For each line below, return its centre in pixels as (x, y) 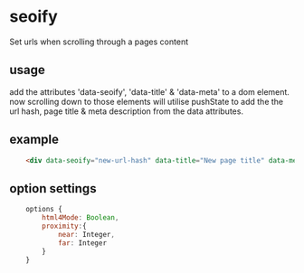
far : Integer (82, 243)
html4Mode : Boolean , (81, 218)
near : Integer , (86, 234)
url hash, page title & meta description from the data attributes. (127, 111)
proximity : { (65, 226)
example (34, 140)
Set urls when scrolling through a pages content (99, 42)
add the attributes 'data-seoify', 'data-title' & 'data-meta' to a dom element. (149, 91)
